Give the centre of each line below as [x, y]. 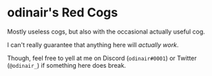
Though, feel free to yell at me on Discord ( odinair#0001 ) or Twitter [102, 58]
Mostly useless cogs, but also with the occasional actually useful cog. [106, 31]
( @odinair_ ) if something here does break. [66, 65]
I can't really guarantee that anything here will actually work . [93, 45]
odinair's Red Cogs [63, 13]
